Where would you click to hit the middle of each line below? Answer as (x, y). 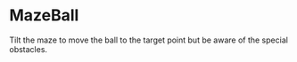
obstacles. (28, 49)
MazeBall (44, 15)
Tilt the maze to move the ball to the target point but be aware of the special (148, 40)
